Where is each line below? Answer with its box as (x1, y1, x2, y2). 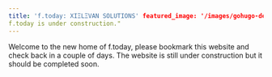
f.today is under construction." (8, 19, 121, 28)
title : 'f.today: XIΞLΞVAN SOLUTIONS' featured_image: (8, 11, 198, 20)
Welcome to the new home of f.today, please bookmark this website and (8, 41, 249, 51)
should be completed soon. (8, 58, 100, 69)
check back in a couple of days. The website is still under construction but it (8, 50, 263, 60)
